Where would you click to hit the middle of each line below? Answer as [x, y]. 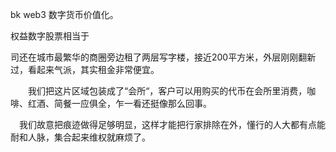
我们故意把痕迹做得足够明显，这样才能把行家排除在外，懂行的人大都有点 [167, 124]
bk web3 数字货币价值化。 [64, 14]
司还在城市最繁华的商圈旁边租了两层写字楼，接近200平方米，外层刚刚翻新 [163, 57]
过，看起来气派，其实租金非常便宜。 [85, 69]
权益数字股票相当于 [50, 36]
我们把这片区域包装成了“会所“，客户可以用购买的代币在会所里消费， [167, 91]
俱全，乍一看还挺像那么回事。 [150, 103]
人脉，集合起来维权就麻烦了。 [89, 137]
